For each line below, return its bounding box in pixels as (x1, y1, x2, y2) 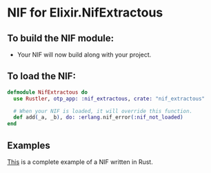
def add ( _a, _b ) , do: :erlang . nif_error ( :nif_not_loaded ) (13, 114, 184, 121)
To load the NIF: (7, 70, 76, 82)
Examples (7, 139, 50, 151)
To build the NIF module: (7, 32, 114, 44)
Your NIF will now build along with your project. (17, 50, 152, 59)
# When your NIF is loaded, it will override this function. (13, 108, 193, 114)
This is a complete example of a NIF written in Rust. (7, 158, 153, 166)
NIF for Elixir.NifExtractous (7, 5, 163, 21)
